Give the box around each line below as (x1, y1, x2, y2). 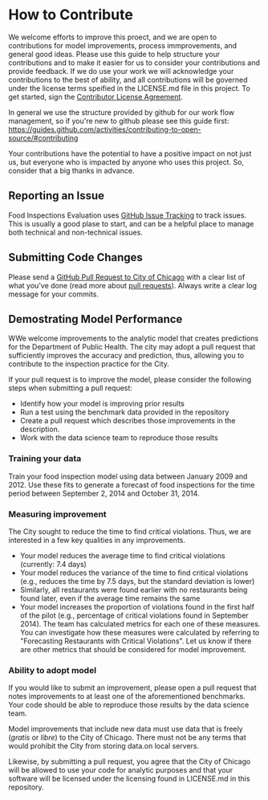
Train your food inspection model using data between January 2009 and (8, 471, 248, 481)
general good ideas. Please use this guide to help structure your (8, 49, 221, 59)
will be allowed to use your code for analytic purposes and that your (8, 765, 233, 775)
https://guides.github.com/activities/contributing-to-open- (8, 124, 202, 134)
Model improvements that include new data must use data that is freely (8, 724, 243, 734)
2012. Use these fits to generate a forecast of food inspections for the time (8, 480, 255, 489)
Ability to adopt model (8, 664, 97, 676)
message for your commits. (8, 289, 99, 299)
